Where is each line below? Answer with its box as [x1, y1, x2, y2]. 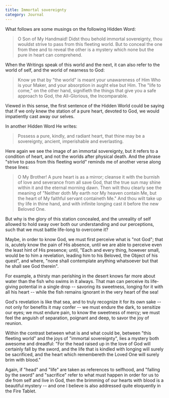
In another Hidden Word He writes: [5, 123, 77, 129]
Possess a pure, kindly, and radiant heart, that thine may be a [17, 133, 145, 139]
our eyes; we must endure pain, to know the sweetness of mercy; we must [5, 309, 160, 315]
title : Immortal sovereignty [5, 7, 67, 13]
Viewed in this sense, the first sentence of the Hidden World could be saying [5, 102, 164, 108]
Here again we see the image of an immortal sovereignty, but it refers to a [5, 148, 158, 154]
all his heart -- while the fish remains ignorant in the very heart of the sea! [5, 289, 159, 295]
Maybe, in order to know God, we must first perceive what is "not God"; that [5, 236, 163, 242]
